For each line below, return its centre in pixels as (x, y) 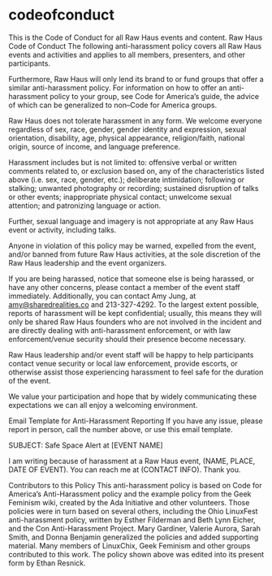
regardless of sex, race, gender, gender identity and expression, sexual (127, 129)
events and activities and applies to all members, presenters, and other (127, 54)
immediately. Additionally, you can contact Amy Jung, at (102, 296)
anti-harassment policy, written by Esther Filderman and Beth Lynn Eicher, (132, 520)
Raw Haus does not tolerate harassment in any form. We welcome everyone (135, 120)
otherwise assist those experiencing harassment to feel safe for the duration (136, 372)
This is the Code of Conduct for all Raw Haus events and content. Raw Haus (136, 37)
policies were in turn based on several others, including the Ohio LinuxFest (133, 511)
